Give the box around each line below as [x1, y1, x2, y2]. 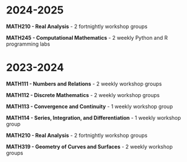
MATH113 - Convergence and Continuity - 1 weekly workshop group [6, 103, 173, 110]
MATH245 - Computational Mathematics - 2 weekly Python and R [6, 34, 168, 41]
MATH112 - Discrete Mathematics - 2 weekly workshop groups [6, 91, 160, 98]
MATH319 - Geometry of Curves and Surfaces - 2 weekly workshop [6, 143, 173, 150]
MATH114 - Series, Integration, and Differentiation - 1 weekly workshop [6, 114, 181, 121]
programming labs [6, 40, 50, 47]
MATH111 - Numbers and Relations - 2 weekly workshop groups [6, 80, 162, 87]
